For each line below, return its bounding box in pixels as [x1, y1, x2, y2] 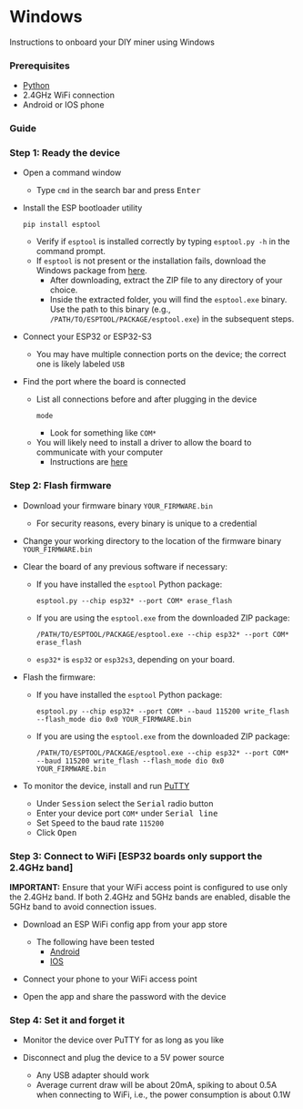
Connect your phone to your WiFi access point [22, 973, 197, 985]
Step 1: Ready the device [9, 147, 121, 159]
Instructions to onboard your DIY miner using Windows [9, 36, 216, 47]
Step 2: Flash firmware [9, 479, 112, 492]
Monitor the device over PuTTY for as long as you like [22, 1034, 225, 1045]
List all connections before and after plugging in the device [35, 394, 258, 405]
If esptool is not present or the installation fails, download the [35, 255, 267, 266]
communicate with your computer [35, 447, 164, 457]
